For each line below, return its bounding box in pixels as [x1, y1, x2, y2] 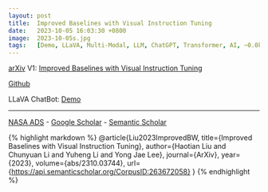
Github [8, 79, 30, 89]
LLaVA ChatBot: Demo [8, 94, 81, 104]
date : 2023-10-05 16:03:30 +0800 [8, 26, 127, 34]
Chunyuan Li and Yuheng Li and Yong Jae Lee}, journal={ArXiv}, [8, 150, 219, 160]
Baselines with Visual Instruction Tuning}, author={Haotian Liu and [8, 142, 227, 151]
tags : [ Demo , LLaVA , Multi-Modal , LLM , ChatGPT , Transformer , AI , [8, 42, 241, 50]
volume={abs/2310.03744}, [35, 158, 126, 168]
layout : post [8, 11, 52, 20]
